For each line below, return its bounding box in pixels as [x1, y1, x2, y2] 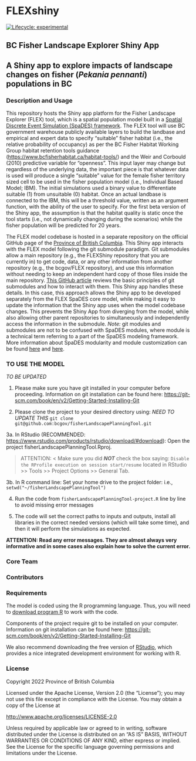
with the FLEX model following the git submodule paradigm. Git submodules [6, 246, 190, 253]
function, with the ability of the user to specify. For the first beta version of [6, 203, 186, 210]
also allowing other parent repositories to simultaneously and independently [6, 314, 190, 321]
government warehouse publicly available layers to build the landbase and [6, 128, 186, 135]
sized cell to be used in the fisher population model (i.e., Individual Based [6, 178, 183, 185]
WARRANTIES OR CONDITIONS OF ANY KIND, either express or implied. [6, 737, 181, 744]
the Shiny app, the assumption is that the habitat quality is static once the [6, 209, 184, 216]
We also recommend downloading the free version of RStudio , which [6, 644, 173, 651]
